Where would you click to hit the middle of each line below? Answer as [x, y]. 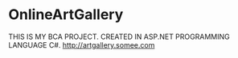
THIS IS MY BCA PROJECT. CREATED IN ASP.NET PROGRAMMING [119, 37]
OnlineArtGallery [66, 15]
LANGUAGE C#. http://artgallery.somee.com [82, 44]
